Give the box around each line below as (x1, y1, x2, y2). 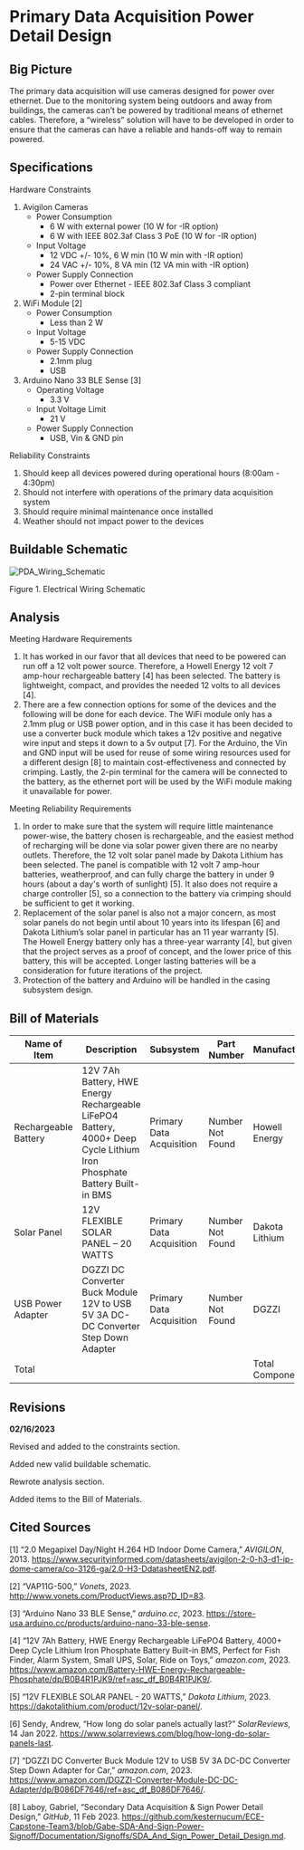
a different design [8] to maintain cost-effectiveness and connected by (22, 757, 287, 768)
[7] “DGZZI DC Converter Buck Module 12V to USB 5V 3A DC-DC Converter (9, 1755, 291, 1766)
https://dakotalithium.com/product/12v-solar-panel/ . (9, 1701, 204, 1711)
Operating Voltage (35, 384, 105, 395)
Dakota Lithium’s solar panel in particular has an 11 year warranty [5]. (22, 926, 279, 938)
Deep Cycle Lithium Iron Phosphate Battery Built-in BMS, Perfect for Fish (9, 1644, 280, 1655)
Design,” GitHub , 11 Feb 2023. (9, 1811, 120, 1822)
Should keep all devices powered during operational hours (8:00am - (22, 467, 280, 478)
